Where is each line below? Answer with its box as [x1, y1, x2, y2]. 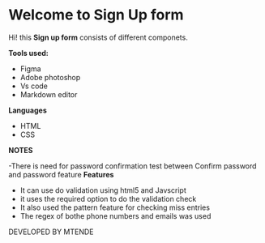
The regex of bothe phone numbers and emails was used [19, 211, 212, 220]
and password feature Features [8, 169, 114, 179]
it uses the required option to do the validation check [19, 194, 197, 203]
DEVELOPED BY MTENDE [8, 227, 94, 237]
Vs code [19, 81, 49, 91]
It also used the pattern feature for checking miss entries [19, 202, 211, 212]
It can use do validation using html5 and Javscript [19, 185, 186, 195]
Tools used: [8, 48, 49, 58]
